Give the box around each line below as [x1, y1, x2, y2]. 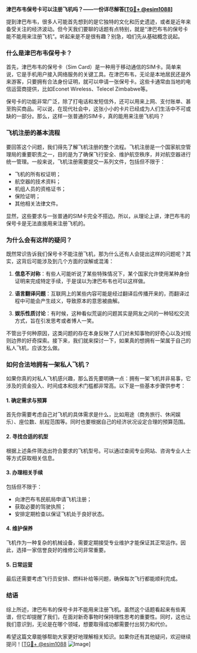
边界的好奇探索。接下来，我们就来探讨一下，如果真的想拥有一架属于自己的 [11, 337, 191, 344]
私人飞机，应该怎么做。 [6, 344, 63, 351]
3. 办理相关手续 [6, 469, 43, 476]
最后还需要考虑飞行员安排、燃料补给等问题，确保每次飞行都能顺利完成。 [6, 575, 181, 582]
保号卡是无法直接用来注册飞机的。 [6, 220, 89, 227]
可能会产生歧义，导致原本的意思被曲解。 [25, 297, 123, 304]
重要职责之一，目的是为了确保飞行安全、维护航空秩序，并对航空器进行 [21, 150, 191, 158]
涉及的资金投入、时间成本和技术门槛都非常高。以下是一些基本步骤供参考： [6, 382, 186, 390]
